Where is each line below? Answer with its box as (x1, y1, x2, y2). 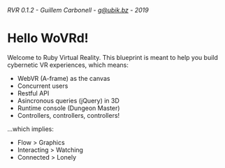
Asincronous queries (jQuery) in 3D (17, 96, 120, 105)
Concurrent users (17, 82, 68, 90)
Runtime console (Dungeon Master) (17, 104, 120, 112)
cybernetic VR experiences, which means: (7, 61, 129, 69)
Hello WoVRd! (7, 31, 89, 46)
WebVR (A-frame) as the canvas (17, 74, 110, 82)
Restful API (17, 89, 50, 97)
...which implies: (7, 125, 55, 133)
